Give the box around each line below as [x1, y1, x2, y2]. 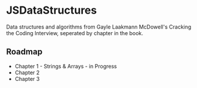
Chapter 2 [14, 69, 40, 76]
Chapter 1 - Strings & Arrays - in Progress [14, 62, 118, 70]
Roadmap [6, 47, 43, 57]
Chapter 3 [14, 75, 40, 82]
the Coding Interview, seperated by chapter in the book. [6, 29, 143, 36]
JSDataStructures [6, 4, 97, 17]
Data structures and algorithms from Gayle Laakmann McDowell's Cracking [6, 23, 192, 30]
